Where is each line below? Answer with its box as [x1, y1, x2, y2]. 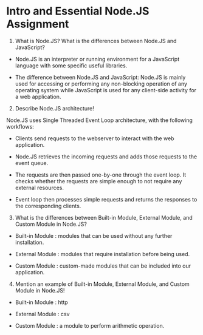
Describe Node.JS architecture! [15, 104, 94, 112]
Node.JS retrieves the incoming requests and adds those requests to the [15, 153, 198, 160]
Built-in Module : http [15, 299, 68, 306]
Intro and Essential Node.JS [6, 4, 150, 18]
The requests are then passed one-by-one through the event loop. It [15, 171, 187, 178]
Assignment [6, 17, 69, 31]
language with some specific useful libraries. [15, 62, 128, 69]
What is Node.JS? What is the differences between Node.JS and [15, 37, 177, 44]
